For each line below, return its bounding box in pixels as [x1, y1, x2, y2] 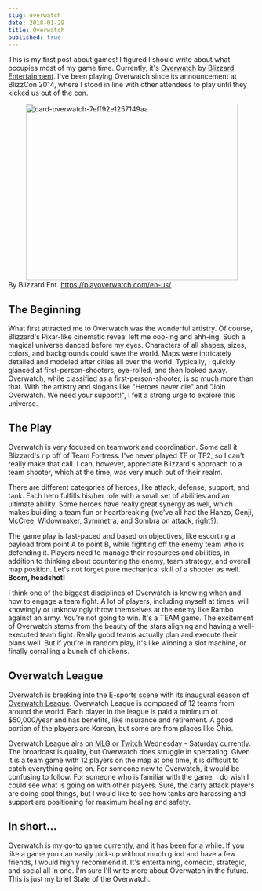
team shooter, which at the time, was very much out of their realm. [8, 467, 223, 477]
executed [8, 630, 38, 639]
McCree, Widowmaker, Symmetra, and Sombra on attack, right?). [8, 516, 219, 525]
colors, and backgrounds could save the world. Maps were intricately [8, 349, 232, 358]
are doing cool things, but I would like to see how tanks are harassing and [8, 788, 246, 798]
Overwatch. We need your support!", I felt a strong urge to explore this [8, 390, 235, 400]
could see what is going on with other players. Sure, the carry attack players [8, 780, 255, 790]
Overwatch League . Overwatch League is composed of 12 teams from [8, 698, 235, 707]
